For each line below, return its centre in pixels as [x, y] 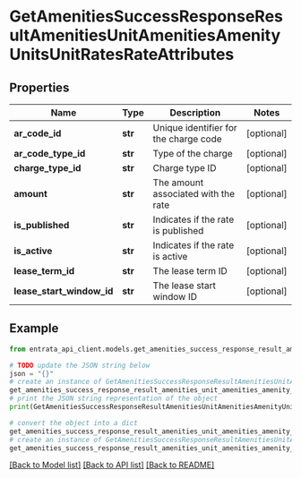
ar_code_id [38, 133]
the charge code [187, 139]
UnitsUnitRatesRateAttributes [122, 55]
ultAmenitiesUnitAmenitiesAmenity [145, 35]
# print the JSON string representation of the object [114, 399]
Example [34, 329]
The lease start [185, 286]
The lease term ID [190, 271]
